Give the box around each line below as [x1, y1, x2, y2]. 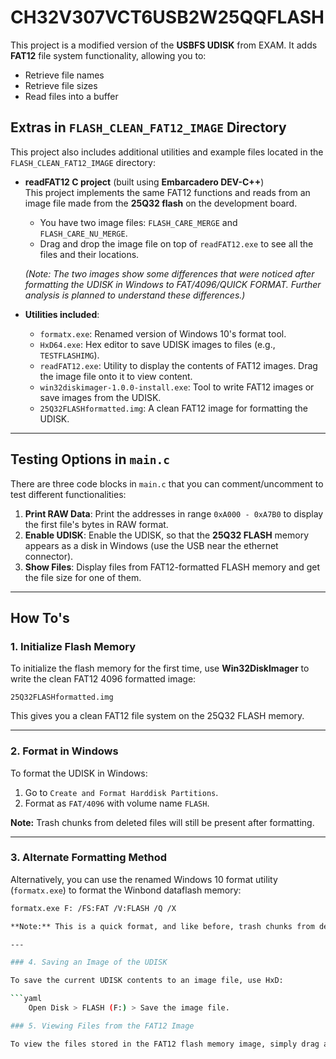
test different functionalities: [10, 488, 127, 500]
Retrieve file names [24, 69, 105, 81]
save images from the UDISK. [39, 391, 162, 403]
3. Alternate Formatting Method [10, 851, 167, 865]
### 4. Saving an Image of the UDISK [10, 957, 168, 968]
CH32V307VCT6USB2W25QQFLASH [10, 6, 325, 29]
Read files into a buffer [24, 90, 119, 102]
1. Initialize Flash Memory [10, 639, 137, 653]
